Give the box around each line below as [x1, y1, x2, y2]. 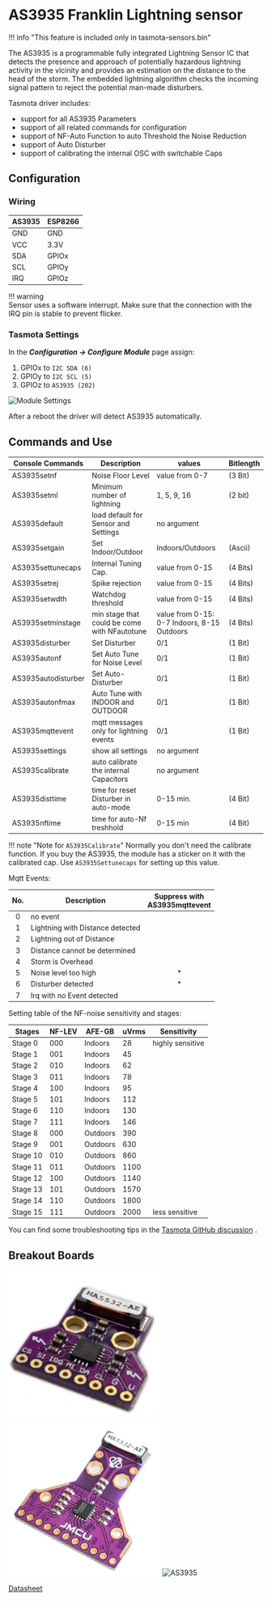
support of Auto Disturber [19, 139, 107, 149]
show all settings [91, 745, 148, 755]
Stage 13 [11, 1184, 43, 1195]
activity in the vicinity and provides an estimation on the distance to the [8, 65, 246, 74]
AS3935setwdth [11, 593, 67, 604]
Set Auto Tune [91, 649, 139, 659]
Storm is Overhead [31, 957, 93, 966]
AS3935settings [11, 745, 67, 755]
